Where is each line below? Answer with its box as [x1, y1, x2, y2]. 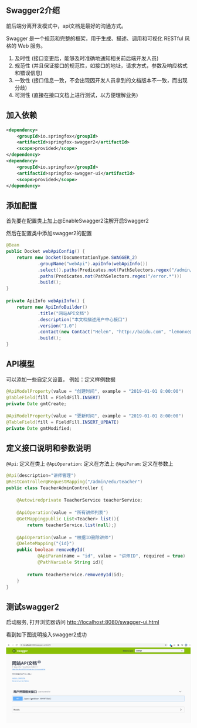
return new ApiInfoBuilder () [16, 304, 88, 310]
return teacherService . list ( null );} [27, 522, 117, 528]
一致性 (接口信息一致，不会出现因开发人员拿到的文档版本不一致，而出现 [14, 76, 188, 84]
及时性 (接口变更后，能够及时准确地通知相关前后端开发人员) [14, 55, 159, 62]
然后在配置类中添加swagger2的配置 [6, 230, 92, 237]
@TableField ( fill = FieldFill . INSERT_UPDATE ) [6, 419, 119, 425]
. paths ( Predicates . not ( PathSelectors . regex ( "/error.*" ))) [37, 273, 182, 279]
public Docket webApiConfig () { [6, 249, 85, 255]
